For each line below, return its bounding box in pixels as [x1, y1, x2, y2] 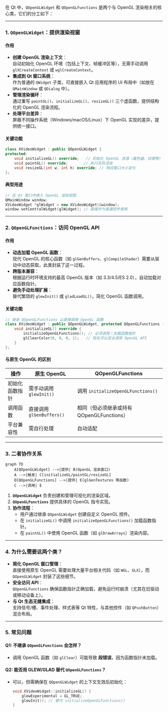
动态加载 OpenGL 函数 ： [12, 249, 63, 256]
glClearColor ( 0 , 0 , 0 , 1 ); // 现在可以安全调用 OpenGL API [23, 336, 147, 341]
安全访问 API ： [12, 579, 43, 586]
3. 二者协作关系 [5, 450, 42, 457]
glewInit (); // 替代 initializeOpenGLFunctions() [21, 698, 126, 703]
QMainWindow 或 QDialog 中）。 [12, 85, 72, 91]
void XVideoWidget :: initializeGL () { [12, 689, 91, 694]
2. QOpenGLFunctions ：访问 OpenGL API [5, 224, 100, 231]
